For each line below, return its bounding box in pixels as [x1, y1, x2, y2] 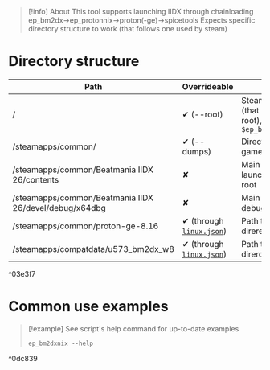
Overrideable [182, 80, 234, 92]
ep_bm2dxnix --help [27, 339, 94, 347]
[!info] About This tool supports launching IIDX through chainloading [27, 7, 254, 16]
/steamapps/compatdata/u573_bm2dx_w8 [12, 243, 175, 254]
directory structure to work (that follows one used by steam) [27, 24, 227, 33]
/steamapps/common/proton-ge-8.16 [12, 220, 159, 232]
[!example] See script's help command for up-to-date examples [27, 323, 239, 333]
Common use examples [8, 298, 169, 316]
